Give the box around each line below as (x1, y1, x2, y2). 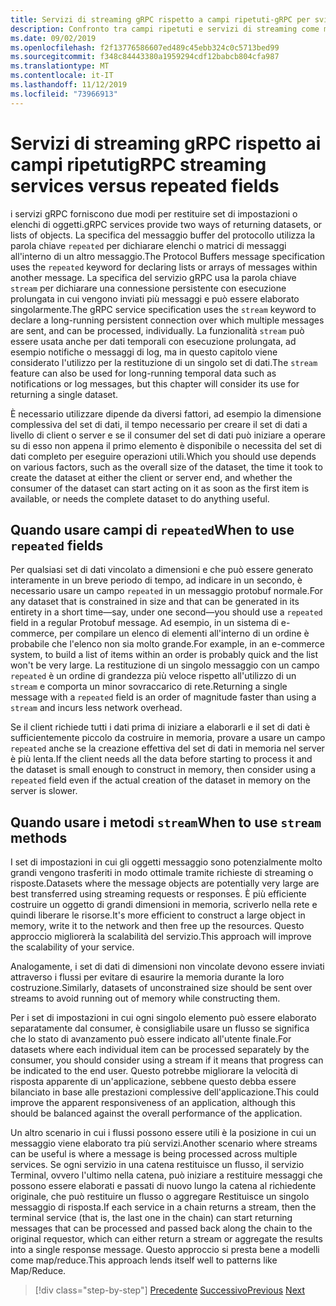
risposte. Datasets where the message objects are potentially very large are (10, 877, 320, 890)
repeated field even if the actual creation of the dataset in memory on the (10, 774, 311, 786)
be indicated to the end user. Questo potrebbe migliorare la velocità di (10, 1065, 298, 1077)
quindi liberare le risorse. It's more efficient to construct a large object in (10, 909, 306, 921)
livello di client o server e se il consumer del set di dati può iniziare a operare (10, 429, 326, 441)
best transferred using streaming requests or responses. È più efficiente (10, 888, 307, 900)
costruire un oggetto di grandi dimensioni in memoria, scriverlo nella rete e (10, 899, 318, 911)
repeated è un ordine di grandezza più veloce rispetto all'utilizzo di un (10, 670, 297, 682)
